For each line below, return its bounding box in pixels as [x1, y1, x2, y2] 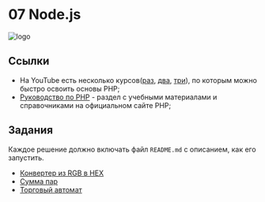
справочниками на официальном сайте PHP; [19, 100, 172, 110]
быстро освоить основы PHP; [19, 84, 120, 93]
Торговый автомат [19, 185, 83, 194]
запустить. [8, 152, 45, 163]
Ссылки [8, 54, 50, 68]
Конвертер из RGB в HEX [19, 168, 104, 178]
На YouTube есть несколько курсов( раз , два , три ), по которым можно [19, 75, 257, 84]
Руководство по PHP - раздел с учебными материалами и [19, 92, 218, 102]
